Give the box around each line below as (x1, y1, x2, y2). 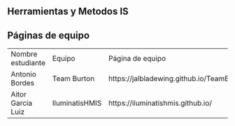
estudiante (10, 58, 45, 68)
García (10, 98, 33, 108)
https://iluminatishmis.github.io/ (108, 98, 212, 108)
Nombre (10, 49, 38, 59)
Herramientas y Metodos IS (7, 6, 129, 17)
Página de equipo (108, 54, 166, 64)
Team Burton (52, 73, 95, 83)
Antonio (10, 69, 37, 79)
